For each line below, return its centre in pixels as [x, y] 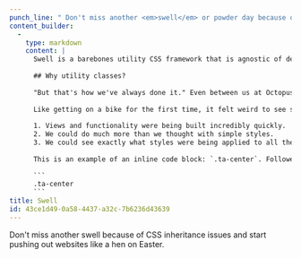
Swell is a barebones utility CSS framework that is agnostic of [157, 59]
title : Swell [34, 201]
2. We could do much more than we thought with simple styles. [154, 134]
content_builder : [42, 26]
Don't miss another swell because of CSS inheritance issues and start [138, 235]
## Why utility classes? [79, 76]
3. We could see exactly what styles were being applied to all [155, 142]
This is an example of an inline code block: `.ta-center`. [147, 159]
